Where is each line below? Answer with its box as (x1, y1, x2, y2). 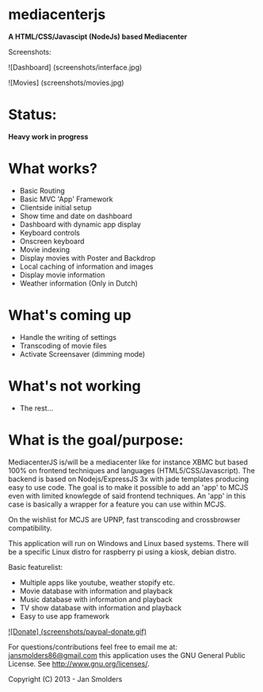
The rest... (19, 403, 54, 413)
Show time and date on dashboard (19, 211, 132, 220)
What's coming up (8, 307, 132, 324)
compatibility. (8, 523, 53, 533)
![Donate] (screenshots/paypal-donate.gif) (8, 626, 147, 636)
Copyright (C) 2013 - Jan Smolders (8, 674, 123, 683)
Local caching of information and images (19, 262, 154, 271)
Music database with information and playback (19, 595, 173, 604)
